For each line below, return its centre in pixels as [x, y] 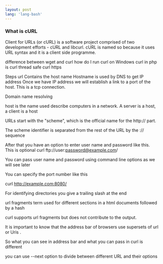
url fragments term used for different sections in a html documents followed [81, 203]
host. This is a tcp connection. [35, 87]
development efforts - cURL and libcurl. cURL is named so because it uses [80, 47]
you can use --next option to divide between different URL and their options [81, 256]
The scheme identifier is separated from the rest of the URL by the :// [74, 130]
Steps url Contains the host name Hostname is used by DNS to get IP [74, 76]
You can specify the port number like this [46, 174]
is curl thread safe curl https [33, 67]
